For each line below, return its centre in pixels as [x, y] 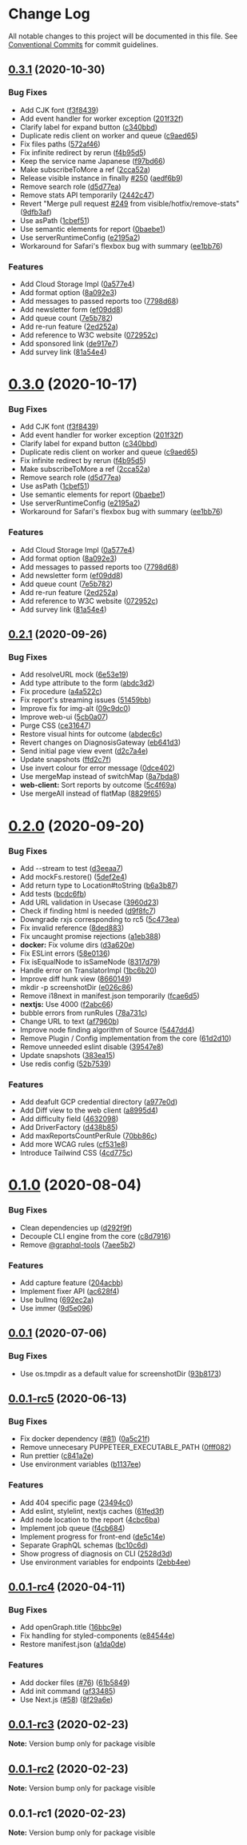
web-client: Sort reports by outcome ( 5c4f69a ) [98, 785]
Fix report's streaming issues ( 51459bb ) [86, 700]
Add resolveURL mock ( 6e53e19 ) [74, 675]
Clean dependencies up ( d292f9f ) [76, 1228]
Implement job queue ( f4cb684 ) [72, 1528]
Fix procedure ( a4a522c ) [61, 692]
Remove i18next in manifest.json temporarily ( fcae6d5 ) [110, 996]
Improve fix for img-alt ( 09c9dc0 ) [75, 709]
